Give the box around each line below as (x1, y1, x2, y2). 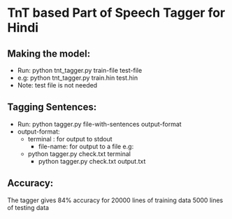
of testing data (7, 203, 50, 211)
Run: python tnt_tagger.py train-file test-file (17, 66, 143, 74)
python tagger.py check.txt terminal (27, 149, 131, 158)
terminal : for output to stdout (27, 134, 113, 143)
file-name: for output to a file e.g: (38, 142, 134, 150)
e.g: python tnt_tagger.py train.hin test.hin (17, 73, 138, 82)
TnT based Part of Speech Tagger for (7, 5, 226, 21)
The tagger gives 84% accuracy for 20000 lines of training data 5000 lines (7, 196, 224, 204)
